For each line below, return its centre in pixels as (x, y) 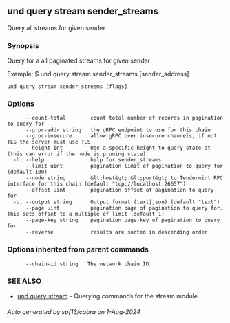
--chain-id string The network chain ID (87, 264)
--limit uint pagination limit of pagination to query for (124, 166)
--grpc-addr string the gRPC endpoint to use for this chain (118, 130)
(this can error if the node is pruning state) (77, 154)
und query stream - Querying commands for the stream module (107, 296)
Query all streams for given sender (56, 27)
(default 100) (28, 172)
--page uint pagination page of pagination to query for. (124, 208)
